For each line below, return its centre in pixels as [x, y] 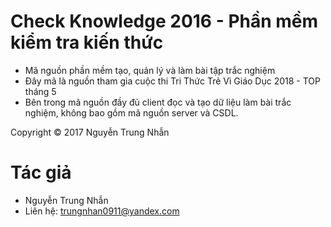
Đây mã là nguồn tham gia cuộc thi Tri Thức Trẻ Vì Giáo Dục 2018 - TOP [172, 81]
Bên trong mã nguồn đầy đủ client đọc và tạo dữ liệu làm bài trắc [158, 102]
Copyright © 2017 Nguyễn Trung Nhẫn [90, 132]
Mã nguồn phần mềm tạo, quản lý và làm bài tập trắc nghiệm [150, 70]
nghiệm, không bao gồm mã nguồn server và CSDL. [131, 112]
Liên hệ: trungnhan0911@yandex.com [102, 211]
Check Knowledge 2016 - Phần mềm [164, 21]
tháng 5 [40, 91]
